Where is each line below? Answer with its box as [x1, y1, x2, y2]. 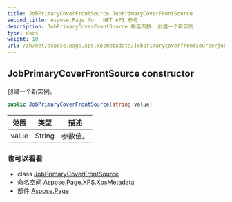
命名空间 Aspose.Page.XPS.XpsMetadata [17, 178, 135, 186]
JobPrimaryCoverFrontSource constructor [7, 68, 195, 80]
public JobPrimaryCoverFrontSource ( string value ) [7, 101, 153, 108]
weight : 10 [7, 36, 39, 43]
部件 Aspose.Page [17, 186, 69, 194]
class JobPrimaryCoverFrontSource [17, 169, 119, 178]
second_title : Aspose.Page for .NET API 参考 [7, 17, 138, 24]
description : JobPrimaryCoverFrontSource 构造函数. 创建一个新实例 [7, 23, 194, 30]
